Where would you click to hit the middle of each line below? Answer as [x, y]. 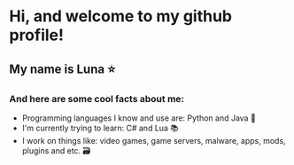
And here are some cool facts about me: [97, 98]
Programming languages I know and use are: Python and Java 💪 [139, 118]
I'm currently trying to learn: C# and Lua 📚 [100, 128]
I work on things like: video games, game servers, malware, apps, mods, [154, 140]
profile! [37, 35]
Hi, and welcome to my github [121, 16]
